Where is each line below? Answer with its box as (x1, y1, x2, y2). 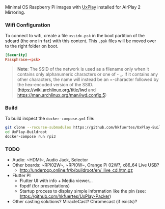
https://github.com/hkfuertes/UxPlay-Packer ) (19, 193, 111, 199)
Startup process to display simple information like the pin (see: (19, 188, 146, 194)
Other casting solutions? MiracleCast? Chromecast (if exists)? (12, 199, 137, 205)
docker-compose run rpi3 (5, 134, 56, 139)
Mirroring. (5, 9, 26, 15)
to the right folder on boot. (5, 43, 58, 49)
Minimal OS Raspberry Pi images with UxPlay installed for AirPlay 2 (5, 4, 141, 10)
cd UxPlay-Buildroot (5, 130, 48, 134)
